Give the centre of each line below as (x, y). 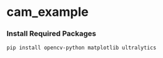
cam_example (47, 12)
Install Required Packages (52, 34)
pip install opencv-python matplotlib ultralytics (81, 48)
